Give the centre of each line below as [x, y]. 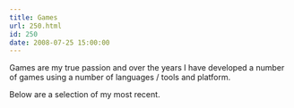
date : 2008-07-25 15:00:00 [60, 42]
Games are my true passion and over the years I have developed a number [147, 68]
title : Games [34, 17]
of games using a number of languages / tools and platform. [120, 78]
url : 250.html [36, 26]
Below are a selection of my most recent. [85, 95]
